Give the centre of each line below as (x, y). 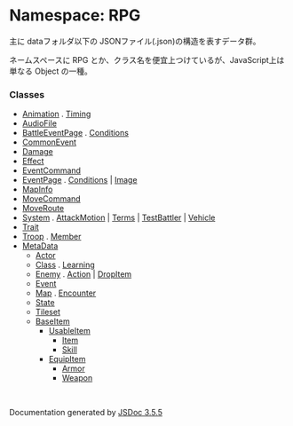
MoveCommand (51, 199)
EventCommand (51, 170)
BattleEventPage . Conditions (75, 133)
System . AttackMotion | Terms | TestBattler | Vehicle (119, 217)
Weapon (77, 378)
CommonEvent (49, 142)
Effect (33, 162)
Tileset (48, 312)
